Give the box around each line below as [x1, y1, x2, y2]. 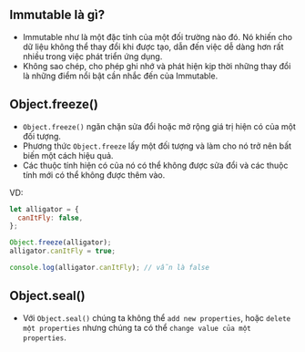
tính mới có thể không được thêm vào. [22, 169, 166, 181]
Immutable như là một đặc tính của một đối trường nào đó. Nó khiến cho [22, 31, 293, 42]
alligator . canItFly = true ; [9, 246, 117, 256]
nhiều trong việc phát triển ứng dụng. [22, 50, 163, 62]
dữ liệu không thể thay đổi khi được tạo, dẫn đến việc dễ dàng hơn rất [22, 41, 284, 52]
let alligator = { [9, 204, 79, 213]
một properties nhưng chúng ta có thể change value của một [22, 322, 252, 333]
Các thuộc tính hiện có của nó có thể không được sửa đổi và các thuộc [22, 160, 289, 171]
